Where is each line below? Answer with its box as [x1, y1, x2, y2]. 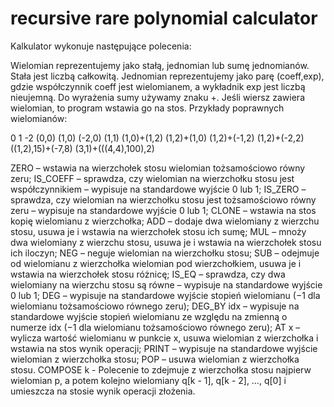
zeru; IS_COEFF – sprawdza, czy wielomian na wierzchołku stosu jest [10, 172, 295, 184]
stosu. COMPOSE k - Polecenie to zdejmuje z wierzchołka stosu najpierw [10, 363, 312, 376]
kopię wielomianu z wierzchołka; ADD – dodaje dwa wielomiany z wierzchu [10, 215, 320, 227]
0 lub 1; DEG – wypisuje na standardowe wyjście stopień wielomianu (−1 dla [10, 289, 321, 301]
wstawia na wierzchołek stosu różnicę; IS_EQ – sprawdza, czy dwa [10, 268, 286, 280]
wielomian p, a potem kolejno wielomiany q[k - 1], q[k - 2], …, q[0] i [10, 374, 287, 386]
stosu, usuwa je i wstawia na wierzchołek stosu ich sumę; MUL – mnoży [10, 225, 307, 237]
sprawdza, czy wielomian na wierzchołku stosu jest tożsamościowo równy [10, 193, 317, 206]
